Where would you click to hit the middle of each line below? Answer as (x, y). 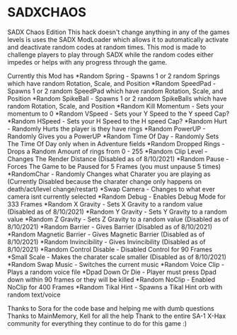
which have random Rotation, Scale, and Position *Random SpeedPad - (112, 83)
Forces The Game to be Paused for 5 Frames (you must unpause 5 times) (114, 166)
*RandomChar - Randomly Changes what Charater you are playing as (109, 174)
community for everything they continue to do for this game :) (97, 323)
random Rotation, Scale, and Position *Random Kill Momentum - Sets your (116, 106)
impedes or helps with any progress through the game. (87, 62)
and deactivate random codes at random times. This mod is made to (107, 47)
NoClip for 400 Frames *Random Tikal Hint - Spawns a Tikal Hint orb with (115, 287)
